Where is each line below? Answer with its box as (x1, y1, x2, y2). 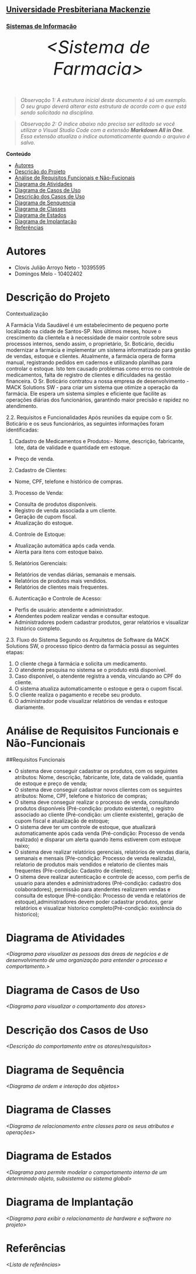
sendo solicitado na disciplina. (20, 108, 95, 116)
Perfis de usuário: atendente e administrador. (14, 606, 124, 613)
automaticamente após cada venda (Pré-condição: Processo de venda (14, 830, 185, 837)
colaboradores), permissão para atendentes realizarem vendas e (14, 885, 171, 893)
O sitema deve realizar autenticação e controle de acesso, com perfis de (14, 873, 190, 880)
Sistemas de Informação (6, 22, 77, 30)
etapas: (6, 648, 25, 655)
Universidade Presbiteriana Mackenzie (6, 5, 151, 15)
